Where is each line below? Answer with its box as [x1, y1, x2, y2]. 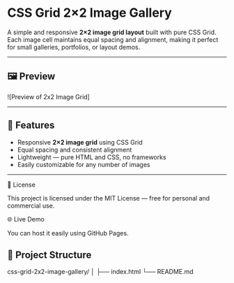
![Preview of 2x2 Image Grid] [7, 92, 91, 101]
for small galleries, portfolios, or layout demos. [7, 43, 141, 51]
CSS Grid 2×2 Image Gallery [7, 5, 172, 21]
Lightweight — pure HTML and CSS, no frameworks [17, 152, 166, 161]
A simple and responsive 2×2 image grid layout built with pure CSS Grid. [7, 28, 217, 36]
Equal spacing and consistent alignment [17, 145, 132, 154]
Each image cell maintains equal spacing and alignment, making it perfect [7, 35, 219, 43]
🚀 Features [7, 119, 55, 131]
